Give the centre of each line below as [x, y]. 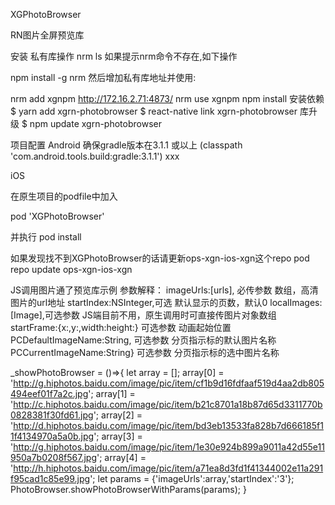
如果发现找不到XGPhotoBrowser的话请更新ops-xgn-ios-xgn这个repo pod [160, 258]
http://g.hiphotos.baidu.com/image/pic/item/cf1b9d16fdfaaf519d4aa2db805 [169, 383]
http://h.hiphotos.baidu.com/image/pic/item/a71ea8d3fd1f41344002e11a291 [168, 468]
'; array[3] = [118, 436]
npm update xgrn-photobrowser [95, 123]
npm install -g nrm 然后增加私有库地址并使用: [103, 77]
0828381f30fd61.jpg [52, 415]
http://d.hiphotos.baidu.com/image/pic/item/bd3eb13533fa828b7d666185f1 [168, 425]
